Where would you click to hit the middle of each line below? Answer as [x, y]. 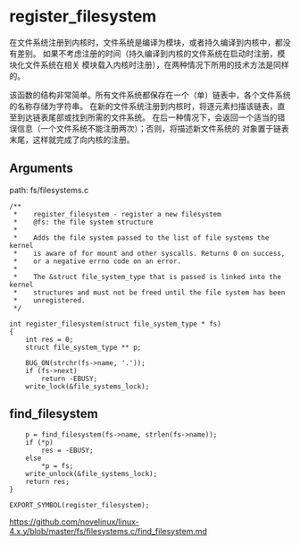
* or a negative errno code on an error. [97, 261]
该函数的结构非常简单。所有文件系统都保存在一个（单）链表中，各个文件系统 [150, 95]
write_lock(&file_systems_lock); [87, 387]
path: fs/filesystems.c [49, 190]
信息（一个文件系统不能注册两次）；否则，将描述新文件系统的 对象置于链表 [153, 128]
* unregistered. [50, 300]
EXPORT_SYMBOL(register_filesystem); [79, 505]
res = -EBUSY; [67, 450]
